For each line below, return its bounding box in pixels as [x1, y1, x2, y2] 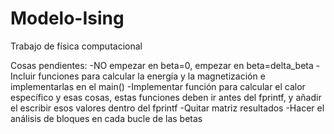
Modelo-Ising [10, 7, 125, 30]
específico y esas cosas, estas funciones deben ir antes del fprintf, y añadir [10, 91, 322, 103]
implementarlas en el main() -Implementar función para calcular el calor [10, 80, 306, 92]
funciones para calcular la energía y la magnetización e [38, 70, 266, 82]
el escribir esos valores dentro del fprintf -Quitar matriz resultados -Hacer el [10, 102, 325, 114]
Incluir [10, 70, 37, 82]
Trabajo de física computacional [10, 40, 143, 52]
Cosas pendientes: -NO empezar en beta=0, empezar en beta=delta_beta [10, 59, 314, 71]
